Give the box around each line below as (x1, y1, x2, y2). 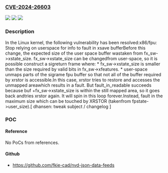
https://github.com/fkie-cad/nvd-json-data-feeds (12, 162, 115, 168)
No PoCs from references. (5, 139, 59, 145)
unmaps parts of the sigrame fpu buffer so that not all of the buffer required (5, 71, 161, 77)
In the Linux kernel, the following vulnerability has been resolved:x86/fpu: (5, 39, 157, 46)
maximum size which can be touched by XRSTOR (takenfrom (5, 98, 131, 104)
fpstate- (132, 98, 149, 104)
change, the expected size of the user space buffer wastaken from (5, 50, 143, 56)
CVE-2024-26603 (5, 4, 51, 11)
